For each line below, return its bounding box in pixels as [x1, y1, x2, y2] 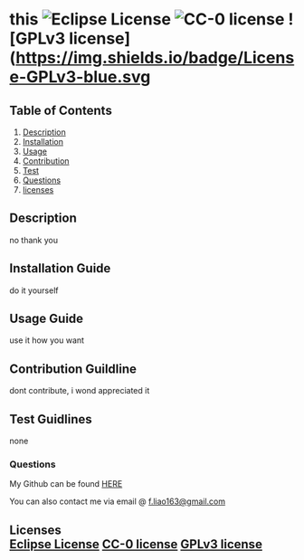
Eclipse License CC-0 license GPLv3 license [9, 536, 262, 552]
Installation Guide [9, 261, 111, 276]
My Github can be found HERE [9, 479, 123, 489]
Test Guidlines [9, 412, 92, 427]
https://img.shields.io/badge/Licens [15, 48, 295, 68]
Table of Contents [9, 102, 113, 118]
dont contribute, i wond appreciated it [9, 385, 150, 396]
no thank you [9, 234, 59, 245]
